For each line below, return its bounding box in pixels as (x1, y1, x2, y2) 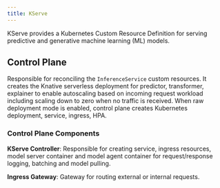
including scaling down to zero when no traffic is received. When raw (7, 97, 204, 105)
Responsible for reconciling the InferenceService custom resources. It (7, 75, 207, 83)
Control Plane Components (7, 129, 100, 138)
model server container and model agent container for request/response (7, 151, 213, 160)
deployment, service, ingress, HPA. (7, 111, 107, 120)
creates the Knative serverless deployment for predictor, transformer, (7, 82, 204, 91)
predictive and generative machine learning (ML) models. (7, 36, 170, 45)
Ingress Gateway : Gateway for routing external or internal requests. (7, 172, 200, 180)
